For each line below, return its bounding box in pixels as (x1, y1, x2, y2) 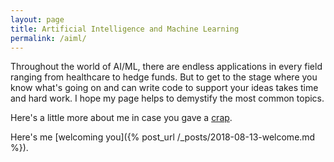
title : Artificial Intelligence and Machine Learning (10, 24, 240, 34)
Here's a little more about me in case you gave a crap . (10, 112, 233, 124)
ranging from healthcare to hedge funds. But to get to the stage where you (10, 71, 318, 83)
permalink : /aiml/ (10, 33, 87, 43)
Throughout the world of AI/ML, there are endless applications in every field (10, 61, 323, 73)
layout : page (10, 14, 65, 25)
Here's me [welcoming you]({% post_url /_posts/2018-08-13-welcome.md (10, 131, 316, 143)
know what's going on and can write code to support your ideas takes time (10, 82, 319, 94)
